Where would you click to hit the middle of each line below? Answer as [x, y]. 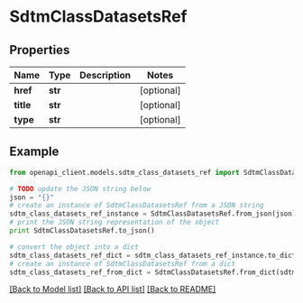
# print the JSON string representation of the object [115, 223]
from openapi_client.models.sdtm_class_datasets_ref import [125, 172]
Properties [40, 50]
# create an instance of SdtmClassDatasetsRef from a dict [123, 263]
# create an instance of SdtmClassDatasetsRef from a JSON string [137, 206]
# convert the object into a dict [74, 247]
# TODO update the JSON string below [80, 188]
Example [34, 152]
